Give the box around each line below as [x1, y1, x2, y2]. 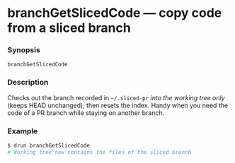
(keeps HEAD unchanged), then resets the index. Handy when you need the [7, 101, 229, 109]
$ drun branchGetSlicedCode [7, 143, 91, 150]
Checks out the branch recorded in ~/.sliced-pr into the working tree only [7, 93, 225, 102]
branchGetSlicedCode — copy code [7, 5, 222, 21]
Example [7, 126, 38, 135]
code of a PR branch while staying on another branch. [7, 108, 165, 117]
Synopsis [7, 45, 40, 55]
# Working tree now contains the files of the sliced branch [7, 148, 192, 156]
